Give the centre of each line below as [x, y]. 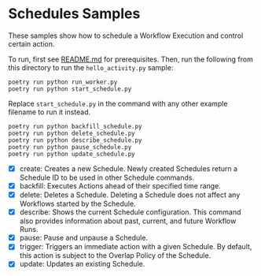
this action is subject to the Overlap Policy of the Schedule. [115, 255]
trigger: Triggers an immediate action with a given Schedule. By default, [136, 247]
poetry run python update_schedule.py [72, 154]
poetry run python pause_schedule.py [70, 147]
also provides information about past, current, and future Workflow [128, 221]
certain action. [31, 43]
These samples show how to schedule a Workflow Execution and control [126, 35]
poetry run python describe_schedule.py [75, 140]
